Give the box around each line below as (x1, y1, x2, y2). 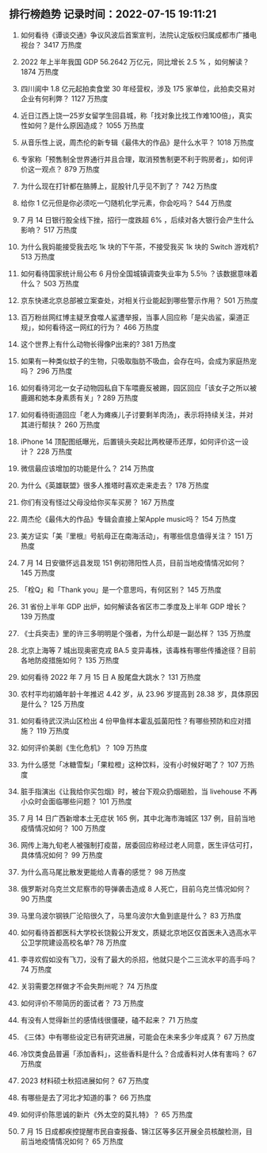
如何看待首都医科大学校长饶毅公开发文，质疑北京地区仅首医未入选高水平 (20, 927, 257, 937)
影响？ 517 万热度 (20, 225, 78, 235)
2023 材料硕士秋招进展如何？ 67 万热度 (20, 1076, 150, 1085)
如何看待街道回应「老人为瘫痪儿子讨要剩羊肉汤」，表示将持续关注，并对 (20, 410, 254, 419)
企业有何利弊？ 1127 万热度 (20, 94, 109, 103)
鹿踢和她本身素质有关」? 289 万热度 (20, 393, 139, 402)
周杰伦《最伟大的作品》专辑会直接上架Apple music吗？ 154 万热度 (20, 514, 237, 523)
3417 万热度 (43, 40, 82, 49)
